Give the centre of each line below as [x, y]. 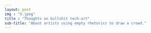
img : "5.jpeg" [20, 14]
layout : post [18, 9]
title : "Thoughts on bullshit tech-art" [47, 18]
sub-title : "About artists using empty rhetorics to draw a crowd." [75, 23]
